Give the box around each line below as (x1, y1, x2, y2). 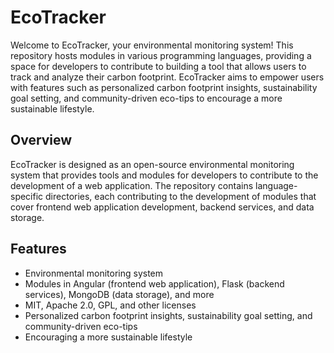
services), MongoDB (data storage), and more (24, 288, 215, 300)
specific (10, 190, 44, 202)
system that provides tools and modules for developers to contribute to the (10, 169, 319, 181)
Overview (10, 132, 73, 149)
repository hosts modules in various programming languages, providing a (10, 49, 312, 61)
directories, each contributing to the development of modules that (45, 190, 317, 202)
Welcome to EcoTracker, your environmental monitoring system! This (10, 39, 294, 51)
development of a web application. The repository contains (10, 179, 254, 191)
